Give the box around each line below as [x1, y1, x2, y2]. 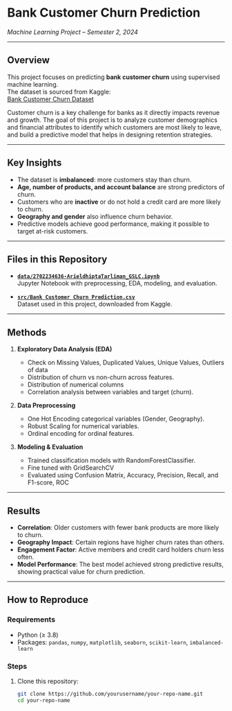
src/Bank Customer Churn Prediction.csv [17, 294, 135, 301]
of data [27, 366, 48, 374]
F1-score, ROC [27, 478, 69, 486]
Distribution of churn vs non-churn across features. [27, 373, 175, 382]
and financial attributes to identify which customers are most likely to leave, [7, 123, 222, 131]
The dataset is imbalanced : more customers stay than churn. [17, 175, 192, 184]
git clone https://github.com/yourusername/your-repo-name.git [17, 690, 204, 697]
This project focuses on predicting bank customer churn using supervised [7, 73, 220, 81]
